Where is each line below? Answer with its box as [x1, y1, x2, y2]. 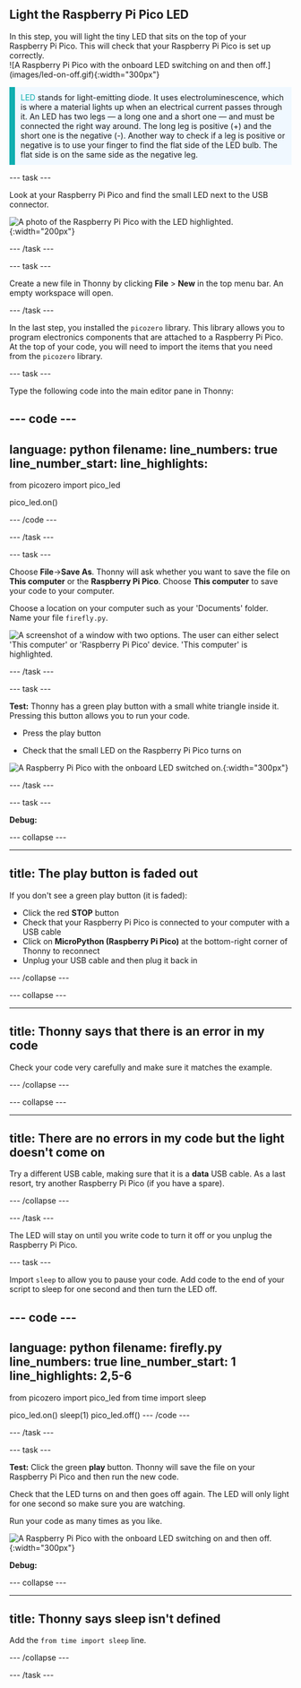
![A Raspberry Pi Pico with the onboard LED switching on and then [9, 59, 254, 70]
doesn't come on [9, 1145, 106, 1160]
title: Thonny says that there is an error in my [9, 1024, 265, 1039]
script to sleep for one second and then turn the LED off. [9, 1284, 218, 1295]
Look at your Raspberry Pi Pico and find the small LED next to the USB [9, 189, 269, 200]
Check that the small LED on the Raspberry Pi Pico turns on [21, 745, 242, 756]
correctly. [9, 49, 45, 61]
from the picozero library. [9, 350, 103, 361]
